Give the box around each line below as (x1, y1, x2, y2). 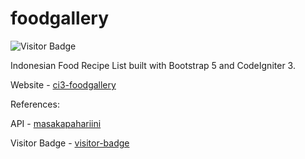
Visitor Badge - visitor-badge (10, 137, 130, 149)
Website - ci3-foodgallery (10, 78, 117, 91)
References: (10, 98, 60, 110)
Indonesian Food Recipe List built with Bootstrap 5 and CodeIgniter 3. (10, 59, 296, 71)
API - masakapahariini (10, 117, 102, 129)
